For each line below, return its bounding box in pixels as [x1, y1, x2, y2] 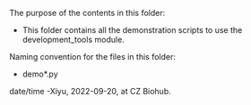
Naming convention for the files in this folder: [9, 52, 177, 61]
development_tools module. [22, 35, 125, 44]
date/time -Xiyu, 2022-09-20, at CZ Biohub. [9, 86, 172, 96]
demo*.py [22, 69, 58, 79]
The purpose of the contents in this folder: [9, 8, 166, 18]
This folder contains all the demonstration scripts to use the [22, 25, 243, 35]
